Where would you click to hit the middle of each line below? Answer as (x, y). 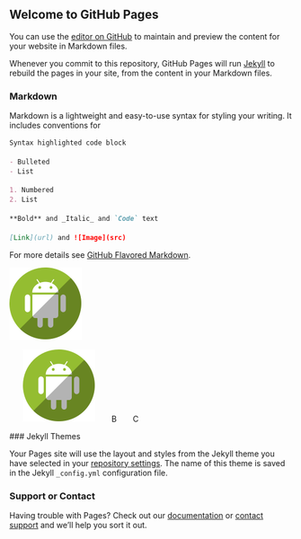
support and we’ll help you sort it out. (78, 526)
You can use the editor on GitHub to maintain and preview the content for (145, 36)
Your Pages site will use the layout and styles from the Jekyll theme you (142, 454)
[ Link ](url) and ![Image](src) (68, 237)
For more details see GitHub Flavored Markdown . (100, 254)
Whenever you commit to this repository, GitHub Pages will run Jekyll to (142, 63)
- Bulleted (30, 162)
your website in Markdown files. (68, 46)
